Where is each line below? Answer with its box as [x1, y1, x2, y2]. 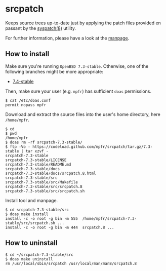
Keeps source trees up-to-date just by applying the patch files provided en [5, 20, 161, 26]
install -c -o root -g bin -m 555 [5, 216, 78, 221]
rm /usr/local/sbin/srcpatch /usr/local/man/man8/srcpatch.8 [5, 261, 137, 266]
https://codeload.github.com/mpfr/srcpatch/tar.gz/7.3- [32, 144, 153, 149]
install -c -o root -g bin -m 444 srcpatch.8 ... [5, 225, 114, 230]
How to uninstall [5, 239, 58, 247]
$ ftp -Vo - [5, 144, 30, 149]
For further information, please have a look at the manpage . [5, 35, 130, 41]
